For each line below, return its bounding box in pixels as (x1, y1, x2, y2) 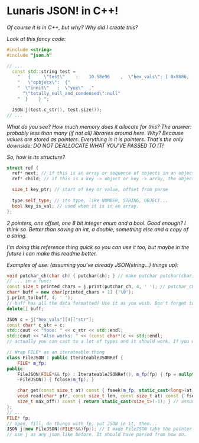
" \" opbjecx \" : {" (17, 79, 70, 85)
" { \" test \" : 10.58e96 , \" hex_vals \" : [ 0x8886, (17, 74, 190, 80)
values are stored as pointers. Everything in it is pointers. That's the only (6, 135, 184, 143)
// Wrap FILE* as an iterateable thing (6, 349, 105, 355)
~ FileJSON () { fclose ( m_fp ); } (17, 377, 94, 383)
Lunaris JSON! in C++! (6, 4, 119, 18)
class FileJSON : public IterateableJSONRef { (6, 355, 123, 361)
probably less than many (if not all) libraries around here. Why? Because (6, 129, 184, 136)
